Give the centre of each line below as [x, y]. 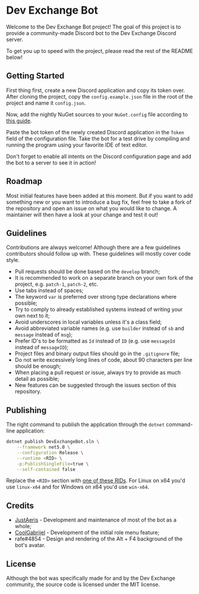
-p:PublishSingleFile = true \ [53, 464]
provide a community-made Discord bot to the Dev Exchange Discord [91, 33]
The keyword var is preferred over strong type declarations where [96, 297]
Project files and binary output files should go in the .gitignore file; [97, 353]
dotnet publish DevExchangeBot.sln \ [53, 442]
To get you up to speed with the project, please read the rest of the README [99, 50]
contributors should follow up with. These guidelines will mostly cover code [99, 254]
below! [14, 57]
